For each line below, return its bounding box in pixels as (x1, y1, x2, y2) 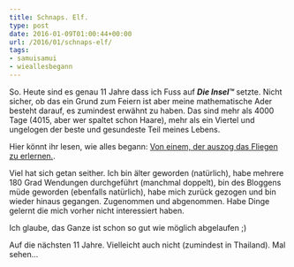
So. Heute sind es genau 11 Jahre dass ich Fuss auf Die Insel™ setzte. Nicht (9, 86, 283, 97)
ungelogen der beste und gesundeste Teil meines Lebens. (9, 124, 221, 134)
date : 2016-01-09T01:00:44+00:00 (9, 29, 132, 38)
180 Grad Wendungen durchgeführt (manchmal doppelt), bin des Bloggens (9, 177, 282, 187)
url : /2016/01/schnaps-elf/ (9, 37, 113, 47)
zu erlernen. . (9, 150, 56, 161)
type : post (9, 21, 49, 30)
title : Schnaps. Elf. (9, 12, 89, 22)
